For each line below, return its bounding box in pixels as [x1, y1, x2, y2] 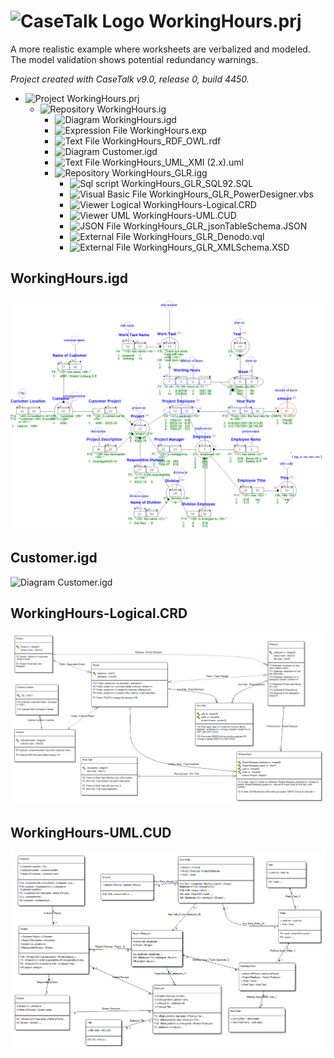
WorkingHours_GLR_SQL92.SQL [121, 177, 254, 189]
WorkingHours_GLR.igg [111, 166, 208, 179]
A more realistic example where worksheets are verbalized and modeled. [10, 43, 311, 55]
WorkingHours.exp [129, 124, 207, 136]
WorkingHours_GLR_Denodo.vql [133, 230, 265, 242]
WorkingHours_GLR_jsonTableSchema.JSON [123, 220, 308, 232]
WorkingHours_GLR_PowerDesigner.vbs [148, 188, 314, 200]
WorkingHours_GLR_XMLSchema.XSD [133, 241, 290, 253]
